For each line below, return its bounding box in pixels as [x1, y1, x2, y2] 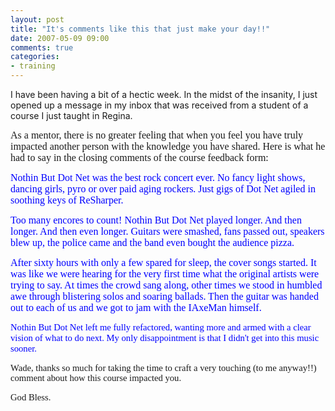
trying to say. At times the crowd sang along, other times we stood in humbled [10, 279, 323, 291]
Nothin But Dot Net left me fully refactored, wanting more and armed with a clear [10, 322, 312, 333]
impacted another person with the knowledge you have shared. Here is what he [10, 141, 326, 152]
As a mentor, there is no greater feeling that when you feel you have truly [10, 129, 304, 141]
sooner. [10, 342, 37, 354]
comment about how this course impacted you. [10, 372, 182, 384]
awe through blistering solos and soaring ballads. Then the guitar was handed [10, 291, 319, 302]
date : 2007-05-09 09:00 [10, 33, 110, 43]
